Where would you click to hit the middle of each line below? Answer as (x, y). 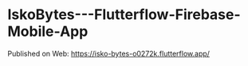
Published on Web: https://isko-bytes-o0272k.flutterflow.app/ (109, 53)
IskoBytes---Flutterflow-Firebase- (124, 15)
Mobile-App (48, 31)
